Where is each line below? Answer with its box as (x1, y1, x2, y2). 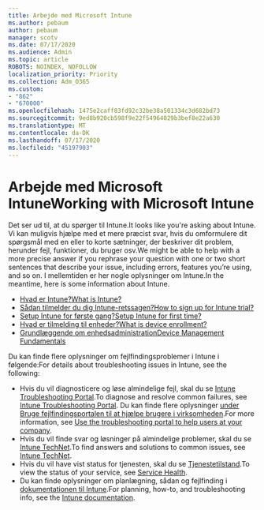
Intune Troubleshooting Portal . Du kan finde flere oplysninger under (19, 400, 240, 411)
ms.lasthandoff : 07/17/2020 (8, 136, 101, 144)
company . (19, 426, 53, 435)
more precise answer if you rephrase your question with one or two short (8, 254, 246, 264)
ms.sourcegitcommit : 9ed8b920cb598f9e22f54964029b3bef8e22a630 (8, 114, 221, 122)
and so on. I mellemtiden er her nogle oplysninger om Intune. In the (8, 271, 225, 280)
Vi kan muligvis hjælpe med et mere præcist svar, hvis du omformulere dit (8, 229, 247, 238)
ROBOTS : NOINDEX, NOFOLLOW (8, 63, 97, 71)
